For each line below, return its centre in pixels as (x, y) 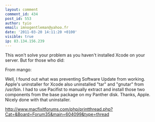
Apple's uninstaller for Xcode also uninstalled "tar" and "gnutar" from (75, 84)
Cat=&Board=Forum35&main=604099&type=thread (57, 114)
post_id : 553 (18, 18)
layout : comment (21, 9)
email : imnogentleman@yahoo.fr (37, 28)
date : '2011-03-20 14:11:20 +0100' (41, 32)
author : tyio (18, 23)
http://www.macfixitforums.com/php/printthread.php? (59, 109)
